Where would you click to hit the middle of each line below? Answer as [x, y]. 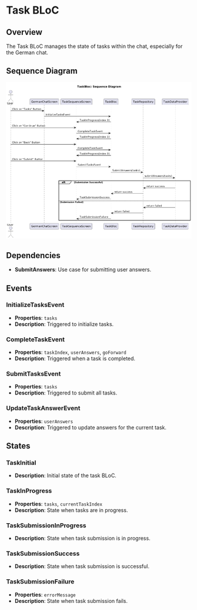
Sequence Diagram [42, 71]
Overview [24, 32]
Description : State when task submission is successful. [82, 566]
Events [19, 288]
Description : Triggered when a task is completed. [75, 358]
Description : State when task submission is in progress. [83, 538]
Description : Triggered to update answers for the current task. [90, 427]
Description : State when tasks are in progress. [71, 510]
